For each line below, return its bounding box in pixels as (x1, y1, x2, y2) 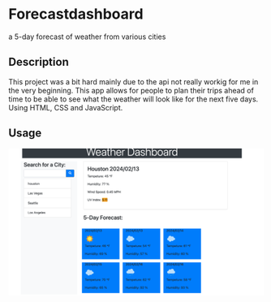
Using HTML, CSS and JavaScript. (8, 102, 123, 112)
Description (8, 55, 69, 69)
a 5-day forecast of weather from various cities (8, 32, 166, 41)
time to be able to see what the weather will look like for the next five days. (8, 94, 259, 104)
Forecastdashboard (8, 5, 144, 24)
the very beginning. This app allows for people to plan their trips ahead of (8, 85, 254, 95)
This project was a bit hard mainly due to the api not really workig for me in (8, 76, 259, 86)
